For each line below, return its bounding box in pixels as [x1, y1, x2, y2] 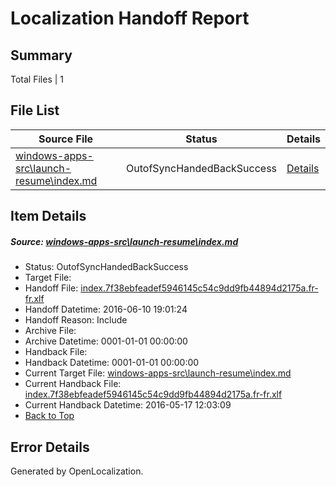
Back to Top [24, 410, 75, 422]
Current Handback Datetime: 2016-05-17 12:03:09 [24, 399, 232, 411]
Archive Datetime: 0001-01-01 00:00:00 [24, 335, 188, 347]
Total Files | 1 [10, 73, 64, 85]
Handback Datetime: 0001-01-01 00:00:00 [24, 357, 200, 369]
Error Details [10, 438, 90, 456]
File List [10, 102, 60, 119]
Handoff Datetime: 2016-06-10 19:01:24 [24, 303, 188, 316]
